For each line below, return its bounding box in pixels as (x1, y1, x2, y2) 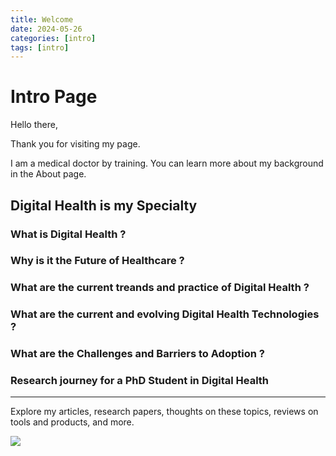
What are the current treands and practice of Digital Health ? (10, 281, 310, 295)
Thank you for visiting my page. (10, 138, 141, 150)
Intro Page (10, 86, 98, 108)
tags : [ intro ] (10, 42, 70, 53)
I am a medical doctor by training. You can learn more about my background (10, 157, 324, 170)
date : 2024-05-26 (10, 24, 83, 34)
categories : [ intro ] (10, 33, 97, 43)
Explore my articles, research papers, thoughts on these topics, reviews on (10, 406, 319, 418)
